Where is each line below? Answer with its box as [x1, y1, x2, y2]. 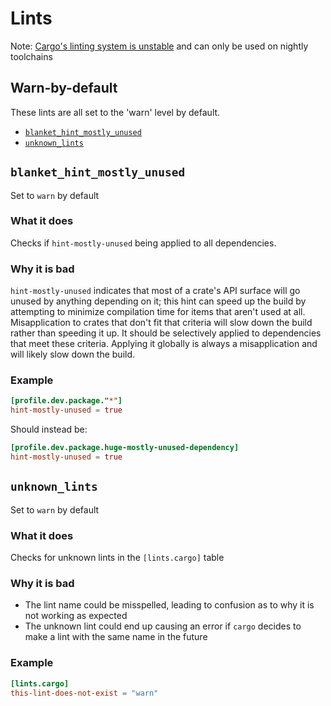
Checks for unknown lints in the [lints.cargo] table [10, 552, 225, 564]
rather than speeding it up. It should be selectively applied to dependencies [10, 327, 322, 339]
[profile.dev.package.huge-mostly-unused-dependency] [10, 443, 240, 453]
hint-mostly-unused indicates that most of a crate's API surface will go [10, 285, 301, 297]
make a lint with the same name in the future [24, 631, 208, 643]
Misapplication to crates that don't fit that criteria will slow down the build [10, 317, 313, 329]
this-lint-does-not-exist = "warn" [10, 688, 159, 698]
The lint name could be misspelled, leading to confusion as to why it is [24, 599, 315, 611]
